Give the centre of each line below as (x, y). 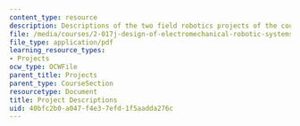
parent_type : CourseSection (62, 83)
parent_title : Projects (54, 75)
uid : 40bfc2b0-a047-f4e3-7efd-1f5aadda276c (92, 108)
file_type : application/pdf (62, 42)
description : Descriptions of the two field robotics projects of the (143, 26)
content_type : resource (54, 17)
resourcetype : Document (54, 91)
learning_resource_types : (57, 51)
